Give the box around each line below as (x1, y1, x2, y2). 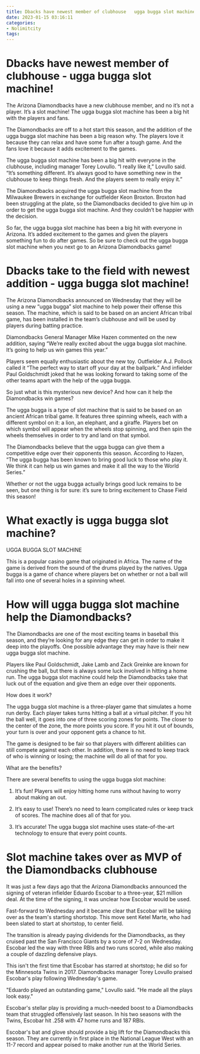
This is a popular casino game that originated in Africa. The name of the (6, 558, 183, 565)
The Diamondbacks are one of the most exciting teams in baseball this (6, 630, 179, 637)
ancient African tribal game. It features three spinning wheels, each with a (6, 413, 187, 420)
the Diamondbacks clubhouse (6, 864, 158, 877)
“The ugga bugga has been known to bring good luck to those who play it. (6, 456, 189, 463)
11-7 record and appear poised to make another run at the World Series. (6, 1041, 182, 1048)
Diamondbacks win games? (6, 395, 74, 402)
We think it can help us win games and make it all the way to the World (6, 462, 179, 469)
